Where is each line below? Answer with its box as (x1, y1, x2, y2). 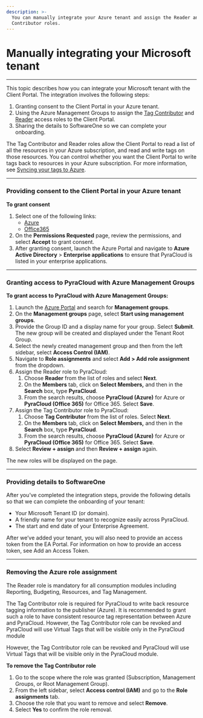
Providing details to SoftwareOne (6, 478, 106, 486)
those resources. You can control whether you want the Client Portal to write (6, 153, 197, 160)
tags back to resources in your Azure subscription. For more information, (6, 160, 187, 167)
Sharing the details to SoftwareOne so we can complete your (14, 122, 167, 130)
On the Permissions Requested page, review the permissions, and (14, 231, 181, 239)
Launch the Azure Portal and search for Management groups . (14, 303, 170, 311)
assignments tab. (14, 693, 60, 700)
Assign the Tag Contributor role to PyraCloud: (14, 406, 129, 413)
